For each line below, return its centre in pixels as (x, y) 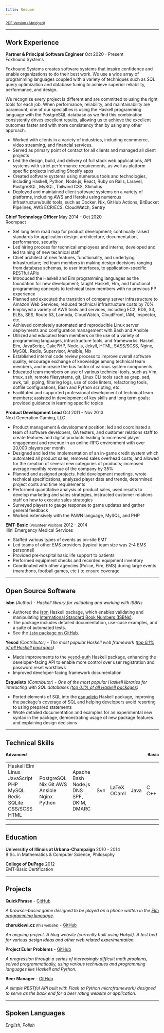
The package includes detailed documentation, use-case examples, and (85, 623)
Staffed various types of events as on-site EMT (60, 540)
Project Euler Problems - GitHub (38, 949)
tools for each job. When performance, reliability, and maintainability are (78, 104)
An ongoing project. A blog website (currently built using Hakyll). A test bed (81, 934)
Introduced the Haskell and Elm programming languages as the (76, 278)
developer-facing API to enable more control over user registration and (83, 662)
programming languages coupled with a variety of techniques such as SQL (80, 79)
